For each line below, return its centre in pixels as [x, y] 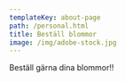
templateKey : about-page [55, 17]
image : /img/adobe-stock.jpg [63, 42]
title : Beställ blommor [53, 34]
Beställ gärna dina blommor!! [62, 68]
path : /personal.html [49, 26]
